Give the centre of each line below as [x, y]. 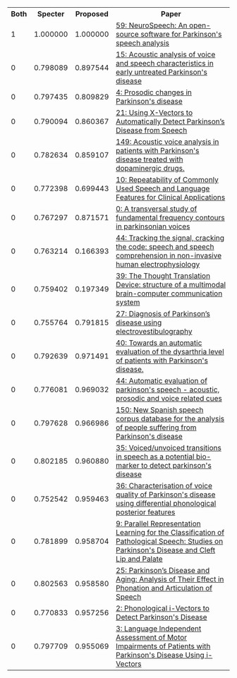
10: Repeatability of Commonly [167, 180]
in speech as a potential [155, 456]
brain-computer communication [169, 293]
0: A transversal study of [157, 209]
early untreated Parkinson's [162, 72]
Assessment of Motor [152, 637]
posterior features [146, 512]
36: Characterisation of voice [164, 486]
